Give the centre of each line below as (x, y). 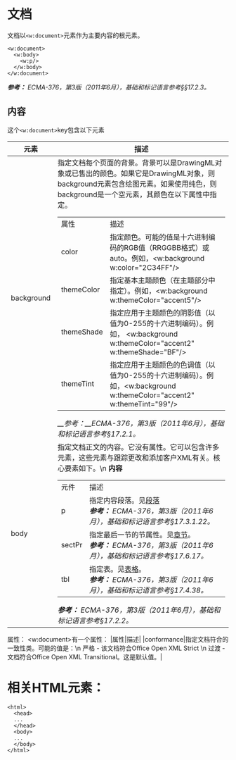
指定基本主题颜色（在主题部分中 (163, 280)
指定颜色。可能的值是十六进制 (159, 237)
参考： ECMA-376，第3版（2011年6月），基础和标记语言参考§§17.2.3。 (109, 87)
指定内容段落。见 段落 (124, 500)
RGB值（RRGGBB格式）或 (166, 247)
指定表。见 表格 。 (117, 569)
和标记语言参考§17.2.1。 (99, 434)
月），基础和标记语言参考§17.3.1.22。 (151, 521)
